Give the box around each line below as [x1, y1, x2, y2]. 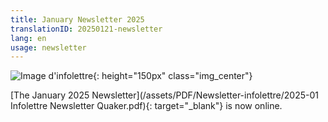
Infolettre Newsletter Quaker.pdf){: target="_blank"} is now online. [10, 100, 283, 112]
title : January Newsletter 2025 [10, 14, 145, 25]
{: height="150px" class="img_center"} [93, 70, 253, 82]
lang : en [10, 33, 47, 43]
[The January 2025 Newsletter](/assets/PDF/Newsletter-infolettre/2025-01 [10, 89, 320, 101]
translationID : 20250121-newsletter [10, 24, 163, 34]
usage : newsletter [10, 42, 87, 53]
